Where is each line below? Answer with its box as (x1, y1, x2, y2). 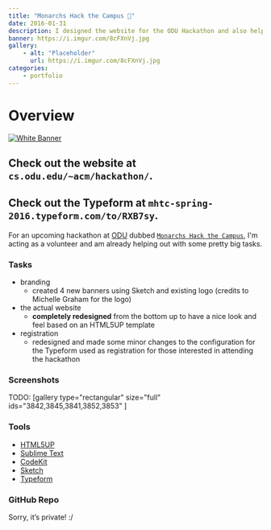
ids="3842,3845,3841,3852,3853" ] (8, 401, 127, 411)
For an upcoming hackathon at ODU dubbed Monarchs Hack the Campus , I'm (8, 230, 258, 240)
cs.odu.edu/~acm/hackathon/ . (8, 168, 153, 182)
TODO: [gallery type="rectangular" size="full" (8, 392, 161, 403)
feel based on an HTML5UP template (31, 320, 156, 330)
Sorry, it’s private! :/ (8, 512, 74, 522)
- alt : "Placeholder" (23, 49, 95, 57)
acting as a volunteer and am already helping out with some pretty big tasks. (8, 238, 263, 248)
